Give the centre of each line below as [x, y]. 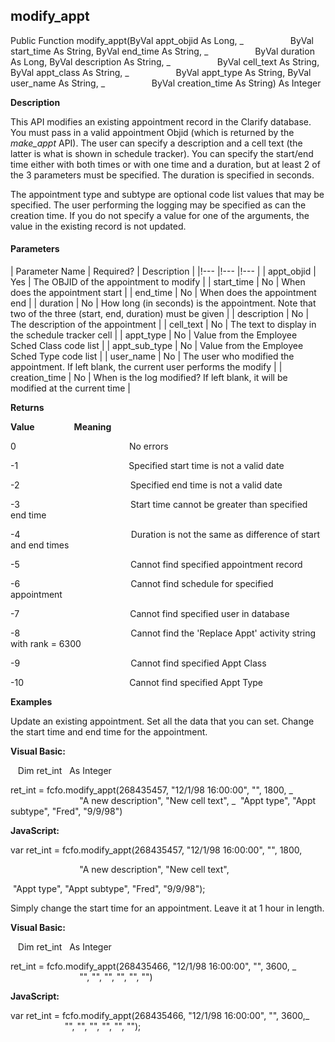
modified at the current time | [70, 388]
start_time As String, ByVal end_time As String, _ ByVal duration [162, 51]
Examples [31, 702]
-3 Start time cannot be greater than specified [159, 505]
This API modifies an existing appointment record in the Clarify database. [161, 121]
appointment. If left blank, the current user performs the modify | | [146, 367]
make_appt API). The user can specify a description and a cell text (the [156, 143]
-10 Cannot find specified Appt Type [137, 683]
